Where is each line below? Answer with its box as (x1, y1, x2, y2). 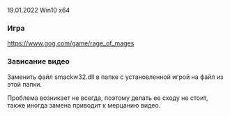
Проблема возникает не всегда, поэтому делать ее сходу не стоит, (7, 94, 208, 102)
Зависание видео (7, 57, 70, 66)
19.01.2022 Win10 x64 (7, 6, 70, 14)
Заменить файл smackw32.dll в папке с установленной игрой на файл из (7, 73, 224, 81)
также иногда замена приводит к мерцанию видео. (7, 101, 161, 109)
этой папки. (7, 80, 43, 88)
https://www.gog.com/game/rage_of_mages (7, 39, 135, 48)
